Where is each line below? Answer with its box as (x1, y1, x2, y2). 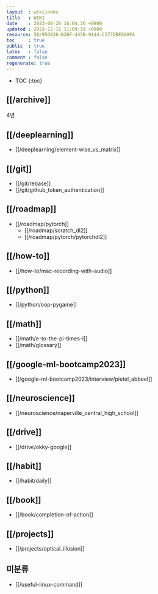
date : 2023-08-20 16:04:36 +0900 (6, 20, 102, 26)
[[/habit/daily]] (15, 477, 52, 485)
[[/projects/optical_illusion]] (15, 545, 85, 552)
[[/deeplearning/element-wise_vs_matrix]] (15, 146, 121, 153)
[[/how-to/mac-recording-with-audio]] (15, 267, 112, 274)
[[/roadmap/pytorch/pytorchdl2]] (24, 233, 107, 240)
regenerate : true (6, 60, 51, 66)
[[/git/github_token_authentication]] (15, 186, 104, 193)
